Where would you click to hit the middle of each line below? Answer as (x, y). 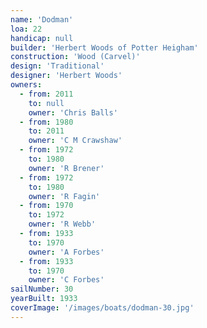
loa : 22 (26, 29)
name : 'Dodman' (42, 19)
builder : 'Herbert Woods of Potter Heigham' (104, 47)
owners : (26, 85)
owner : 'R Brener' (66, 168)
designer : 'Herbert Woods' (66, 76)
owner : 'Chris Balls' (73, 112)
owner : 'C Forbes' (66, 280)
